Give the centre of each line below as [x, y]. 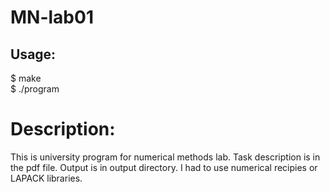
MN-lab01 [52, 17]
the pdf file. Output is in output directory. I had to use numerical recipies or [164, 167]
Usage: [33, 54]
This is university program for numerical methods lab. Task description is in [165, 157]
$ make [26, 78]
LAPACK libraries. [46, 178]
